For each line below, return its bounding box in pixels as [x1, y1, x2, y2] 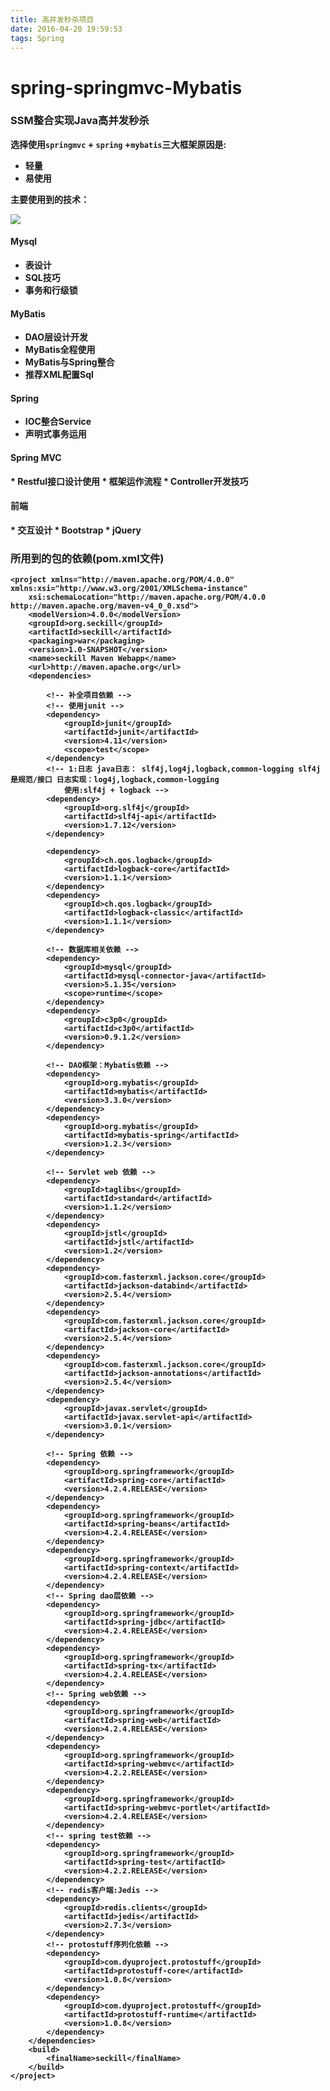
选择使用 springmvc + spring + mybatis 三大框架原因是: [10, 138, 227, 150]
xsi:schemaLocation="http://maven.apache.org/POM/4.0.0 [28, 592, 267, 603]
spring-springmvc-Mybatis [10, 76, 243, 99]
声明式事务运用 [24, 428, 87, 440]
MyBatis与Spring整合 [24, 356, 115, 368]
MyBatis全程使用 [24, 344, 96, 356]
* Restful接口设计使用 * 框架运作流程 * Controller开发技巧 [10, 475, 249, 487]
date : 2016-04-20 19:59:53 [10, 24, 123, 34]
